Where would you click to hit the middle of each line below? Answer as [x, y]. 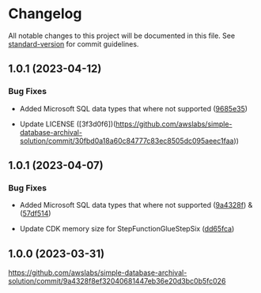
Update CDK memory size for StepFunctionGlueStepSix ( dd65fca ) [127, 229]
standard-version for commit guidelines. [74, 43]
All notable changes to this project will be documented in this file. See [122, 36]
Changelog [45, 14]
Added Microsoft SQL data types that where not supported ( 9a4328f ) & [136, 205]
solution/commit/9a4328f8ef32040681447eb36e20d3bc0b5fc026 [117, 281]
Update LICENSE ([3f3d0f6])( [68, 124]
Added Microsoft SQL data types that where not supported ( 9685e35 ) [133, 108]
